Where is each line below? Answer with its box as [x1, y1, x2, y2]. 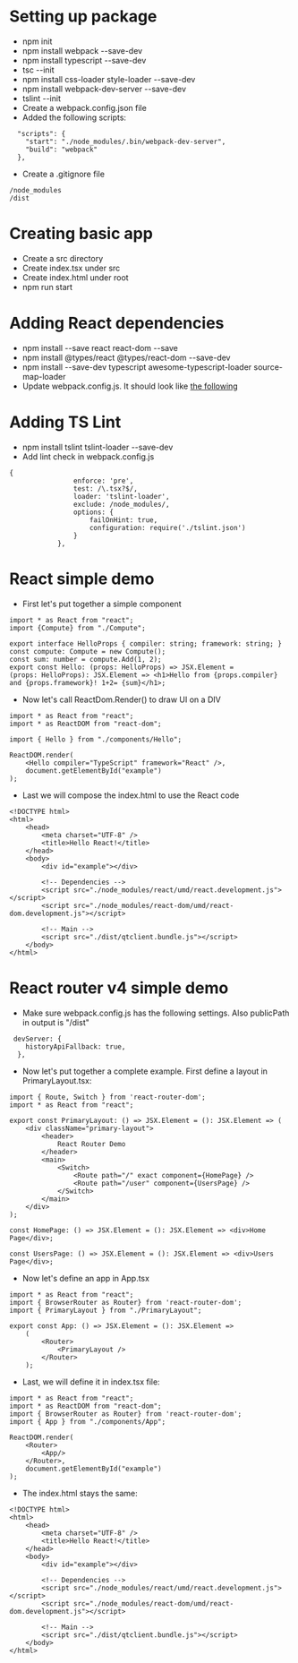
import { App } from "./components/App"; [9, 1417, 166, 1426]
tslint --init [21, 92, 61, 104]
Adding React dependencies [9, 313, 225, 333]
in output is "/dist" [21, 1016, 89, 1027]
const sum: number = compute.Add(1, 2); [9, 655, 163, 664]
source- [253, 361, 284, 373]
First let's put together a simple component [21, 598, 182, 609]
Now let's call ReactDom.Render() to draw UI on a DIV [21, 694, 221, 705]
